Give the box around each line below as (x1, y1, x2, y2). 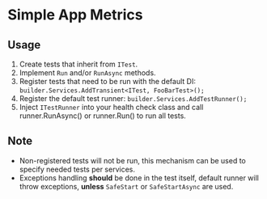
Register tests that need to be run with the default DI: (19, 77, 196, 86)
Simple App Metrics (7, 6, 143, 24)
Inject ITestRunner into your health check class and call (19, 103, 204, 112)
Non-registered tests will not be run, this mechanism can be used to (19, 155, 246, 165)
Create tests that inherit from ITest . (19, 59, 138, 69)
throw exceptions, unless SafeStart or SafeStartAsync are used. (19, 181, 234, 191)
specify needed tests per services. (19, 164, 135, 174)
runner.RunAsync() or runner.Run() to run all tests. (19, 111, 187, 121)
